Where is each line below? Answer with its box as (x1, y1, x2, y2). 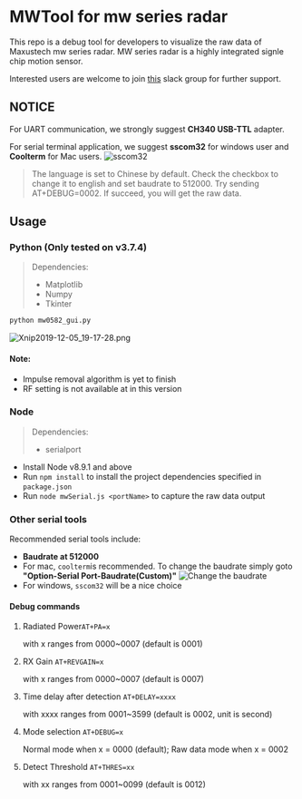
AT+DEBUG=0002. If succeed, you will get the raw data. (31, 188, 242, 199)
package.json (22, 482, 73, 492)
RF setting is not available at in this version (22, 383, 182, 394)
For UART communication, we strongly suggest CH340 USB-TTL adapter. (9, 123, 285, 134)
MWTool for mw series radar (9, 6, 229, 27)
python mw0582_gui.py (9, 316, 92, 326)
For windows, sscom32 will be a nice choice (22, 580, 182, 591)
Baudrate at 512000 (22, 551, 100, 562)
